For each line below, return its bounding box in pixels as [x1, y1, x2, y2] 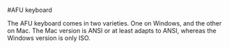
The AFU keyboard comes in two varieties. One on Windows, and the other [7, 19, 222, 27]
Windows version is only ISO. [7, 34, 90, 42]
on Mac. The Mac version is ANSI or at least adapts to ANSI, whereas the [7, 27, 217, 35]
